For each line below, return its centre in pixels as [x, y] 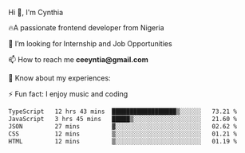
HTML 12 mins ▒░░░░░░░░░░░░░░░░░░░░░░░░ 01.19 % [123, 141]
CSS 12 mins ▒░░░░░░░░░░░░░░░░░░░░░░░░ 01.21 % [123, 134]
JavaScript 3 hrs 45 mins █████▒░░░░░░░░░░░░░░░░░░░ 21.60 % [123, 119]
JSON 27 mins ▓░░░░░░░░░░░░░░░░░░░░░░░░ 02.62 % [123, 126]
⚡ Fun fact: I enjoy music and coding [68, 94]
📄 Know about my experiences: [59, 78]
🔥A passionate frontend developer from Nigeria [87, 27]
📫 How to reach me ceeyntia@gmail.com [79, 59]
